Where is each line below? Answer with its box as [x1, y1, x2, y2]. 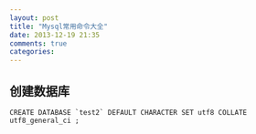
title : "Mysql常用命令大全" [9, 22, 108, 31]
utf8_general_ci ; [9, 116, 80, 125]
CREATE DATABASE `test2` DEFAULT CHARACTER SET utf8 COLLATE [9, 108, 248, 117]
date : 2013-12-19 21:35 [9, 30, 101, 39]
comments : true [9, 38, 68, 48]
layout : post [9, 13, 59, 23]
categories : [9, 47, 55, 57]
